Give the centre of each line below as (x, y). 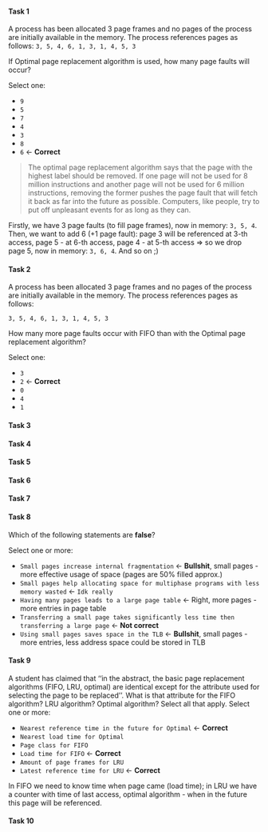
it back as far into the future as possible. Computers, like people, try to (144, 202)
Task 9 (20, 661)
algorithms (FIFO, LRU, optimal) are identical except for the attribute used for (134, 686)
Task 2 (20, 269)
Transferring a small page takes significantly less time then (127, 617)
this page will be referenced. (55, 802)
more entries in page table (63, 608)
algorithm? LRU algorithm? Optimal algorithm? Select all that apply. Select (129, 703)
